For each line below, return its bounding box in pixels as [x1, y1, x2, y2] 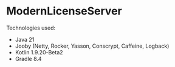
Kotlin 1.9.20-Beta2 [15, 48, 63, 56]
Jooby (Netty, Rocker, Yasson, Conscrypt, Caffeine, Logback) [15, 42, 170, 49]
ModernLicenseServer [6, 4, 123, 18]
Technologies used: [6, 24, 56, 31]
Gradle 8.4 [15, 55, 42, 62]
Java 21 [15, 36, 35, 43]
